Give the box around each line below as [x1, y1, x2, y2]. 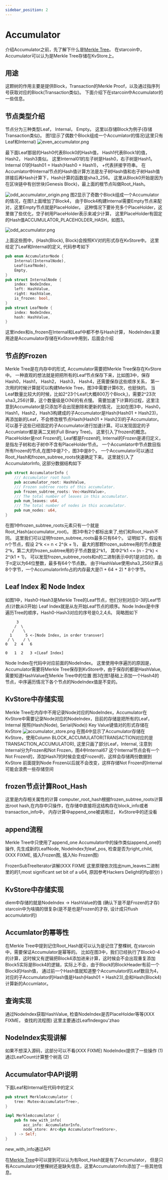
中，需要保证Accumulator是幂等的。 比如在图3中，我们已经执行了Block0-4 [5, 949, 160, 955]
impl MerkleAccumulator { [5, 1113, 59, 1118]
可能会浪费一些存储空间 [5, 766, 54, 772]
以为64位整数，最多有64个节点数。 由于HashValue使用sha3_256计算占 [17, 560, 163, 566]
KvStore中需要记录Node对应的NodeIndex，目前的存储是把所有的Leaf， [5, 715, 152, 722]
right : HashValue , [14, 291, 53, 296]
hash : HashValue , [14, 314, 51, 320]
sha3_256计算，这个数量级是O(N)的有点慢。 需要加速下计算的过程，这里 [5, 398, 155, 404]
